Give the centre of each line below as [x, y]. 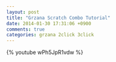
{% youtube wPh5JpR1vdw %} [45, 52]
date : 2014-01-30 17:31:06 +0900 [49, 23]
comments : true [26, 29]
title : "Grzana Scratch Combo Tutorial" [59, 18]
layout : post [23, 12]
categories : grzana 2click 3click [50, 35]
